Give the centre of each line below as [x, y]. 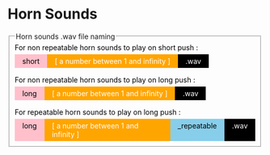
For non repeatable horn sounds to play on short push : [107, 47]
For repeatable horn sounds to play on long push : [98, 112]
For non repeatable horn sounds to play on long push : [105, 80]
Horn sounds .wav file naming [65, 36]
